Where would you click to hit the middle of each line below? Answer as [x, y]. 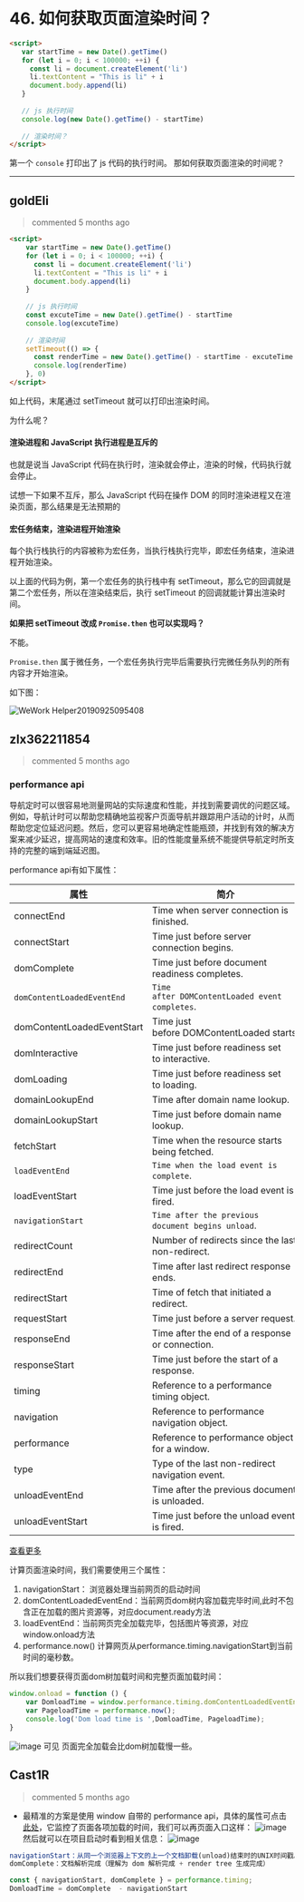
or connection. [183, 1345]
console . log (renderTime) [80, 366]
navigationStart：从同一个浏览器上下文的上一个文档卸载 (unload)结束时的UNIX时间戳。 [155, 1856]
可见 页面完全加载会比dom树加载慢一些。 [120, 1746]
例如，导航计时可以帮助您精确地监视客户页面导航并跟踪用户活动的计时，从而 [152, 816]
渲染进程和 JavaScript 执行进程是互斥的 [84, 443]
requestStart [41, 1319]
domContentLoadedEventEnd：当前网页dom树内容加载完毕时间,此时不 [154, 1601]
